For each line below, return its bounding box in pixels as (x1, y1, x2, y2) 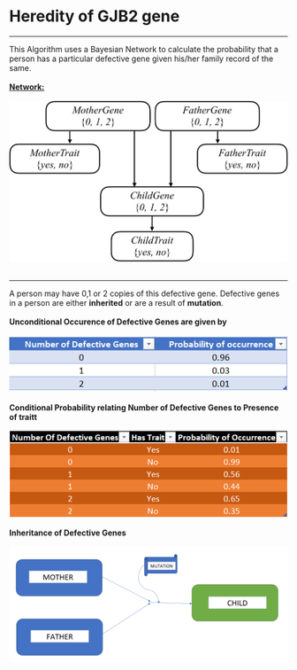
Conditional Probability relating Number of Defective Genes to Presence (9, 401, 279, 413)
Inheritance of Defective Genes (9, 527, 126, 538)
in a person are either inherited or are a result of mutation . (9, 297, 224, 308)
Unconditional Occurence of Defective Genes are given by (9, 316, 227, 327)
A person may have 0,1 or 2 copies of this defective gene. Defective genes (9, 288, 280, 299)
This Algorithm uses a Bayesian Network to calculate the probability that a (9, 43, 278, 54)
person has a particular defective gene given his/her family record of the (9, 53, 274, 64)
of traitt (9, 411, 38, 422)
